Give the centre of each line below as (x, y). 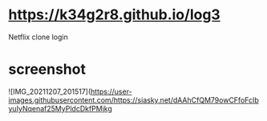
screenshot (47, 69)
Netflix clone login (38, 37)
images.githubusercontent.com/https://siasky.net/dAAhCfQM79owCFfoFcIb (133, 100)
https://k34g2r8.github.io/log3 (114, 15)
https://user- (111, 91)
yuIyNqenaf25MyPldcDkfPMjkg (60, 108)
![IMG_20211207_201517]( (50, 91)
